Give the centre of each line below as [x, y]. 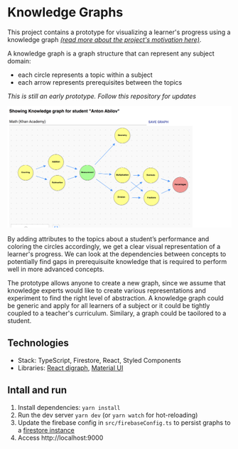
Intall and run [37, 390]
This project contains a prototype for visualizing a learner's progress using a [119, 32]
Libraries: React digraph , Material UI [70, 368]
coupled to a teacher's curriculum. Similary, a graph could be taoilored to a [117, 313]
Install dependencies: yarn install [69, 407]
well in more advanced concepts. [56, 269]
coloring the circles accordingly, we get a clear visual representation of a [114, 247]
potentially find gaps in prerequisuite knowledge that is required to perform [117, 262]
